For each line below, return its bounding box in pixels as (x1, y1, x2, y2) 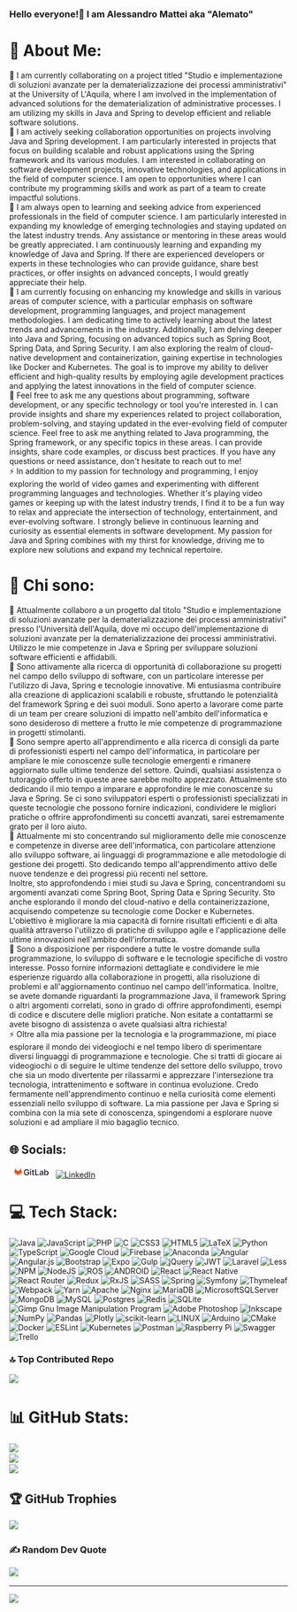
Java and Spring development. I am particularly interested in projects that (9, 136, 277, 146)
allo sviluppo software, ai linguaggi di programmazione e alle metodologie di (9, 849, 286, 860)
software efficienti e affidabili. (9, 651, 118, 663)
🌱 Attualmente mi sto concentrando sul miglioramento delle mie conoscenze (9, 830, 287, 841)
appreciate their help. (9, 276, 88, 287)
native (9, 352, 32, 362)
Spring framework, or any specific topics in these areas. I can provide (9, 437, 263, 447)
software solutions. (9, 117, 80, 128)
